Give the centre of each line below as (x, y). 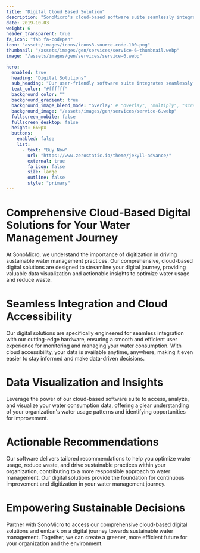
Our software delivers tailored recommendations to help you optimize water (99, 458)
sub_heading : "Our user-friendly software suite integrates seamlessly (102, 83)
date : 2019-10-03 (28, 23)
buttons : (22, 133)
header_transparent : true (38, 34)
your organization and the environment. (54, 543)
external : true (46, 161)
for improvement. (27, 418)
